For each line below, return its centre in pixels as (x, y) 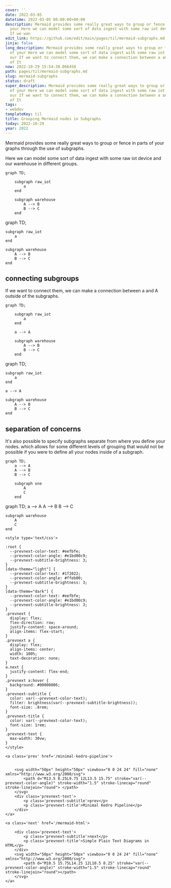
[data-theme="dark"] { (29, 592)
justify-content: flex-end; (40, 672)
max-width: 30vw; (28, 739)
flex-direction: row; (33, 623)
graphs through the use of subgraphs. (45, 148)
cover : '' (16, 10)
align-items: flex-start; (37, 632)
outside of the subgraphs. (32, 296)
